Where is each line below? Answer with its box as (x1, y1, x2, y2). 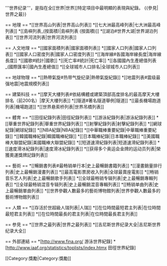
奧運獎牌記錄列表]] (9, 152, 48, 158)
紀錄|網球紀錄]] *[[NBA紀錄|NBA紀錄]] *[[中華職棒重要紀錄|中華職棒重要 (5, 127, 153, 133)
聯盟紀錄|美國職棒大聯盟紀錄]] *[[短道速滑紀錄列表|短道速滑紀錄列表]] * (13, 140, 160, 145)
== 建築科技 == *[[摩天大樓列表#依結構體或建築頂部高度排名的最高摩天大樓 (5, 91, 160, 97)
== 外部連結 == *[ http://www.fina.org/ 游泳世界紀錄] (5, 238, 113, 244)
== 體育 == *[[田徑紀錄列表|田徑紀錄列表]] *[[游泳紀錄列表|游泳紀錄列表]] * (5, 115, 159, 120)
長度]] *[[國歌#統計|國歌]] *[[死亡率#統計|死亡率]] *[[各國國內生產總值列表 (5, 58, 157, 63)
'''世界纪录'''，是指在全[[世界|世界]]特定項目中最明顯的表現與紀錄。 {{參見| (5, 5, 159, 11)
